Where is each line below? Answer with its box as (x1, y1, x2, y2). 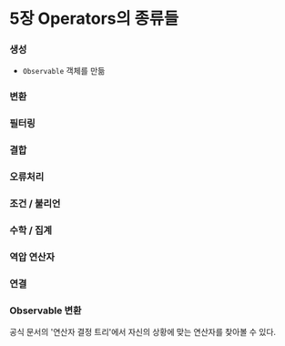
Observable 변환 (9, 304, 82, 317)
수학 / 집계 (9, 224, 53, 237)
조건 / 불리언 (9, 198, 61, 210)
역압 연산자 (9, 250, 56, 263)
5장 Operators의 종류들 (9, 8, 179, 29)
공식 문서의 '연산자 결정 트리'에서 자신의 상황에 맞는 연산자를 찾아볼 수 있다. (9, 327, 276, 338)
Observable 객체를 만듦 (22, 66, 106, 76)
